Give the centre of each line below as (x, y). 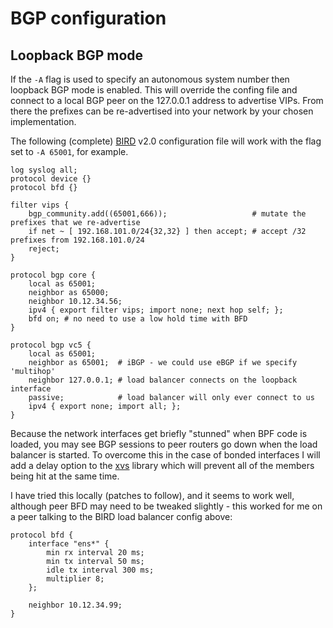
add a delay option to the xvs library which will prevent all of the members (162, 465)
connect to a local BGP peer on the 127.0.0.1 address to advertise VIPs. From (167, 100)
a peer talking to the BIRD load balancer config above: (121, 516)
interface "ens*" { (69, 544)
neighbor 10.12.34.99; (75, 605)
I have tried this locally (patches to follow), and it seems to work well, (152, 495)
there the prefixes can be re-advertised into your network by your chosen (162, 111)
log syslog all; (44, 170)
